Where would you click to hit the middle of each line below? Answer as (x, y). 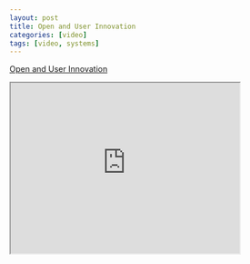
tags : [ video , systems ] (55, 43)
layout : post (34, 18)
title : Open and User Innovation (73, 26)
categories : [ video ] (49, 35)
